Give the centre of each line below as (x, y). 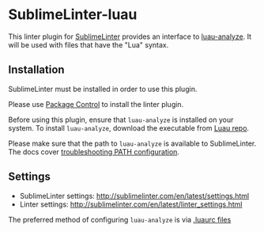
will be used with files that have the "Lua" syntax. (89, 44)
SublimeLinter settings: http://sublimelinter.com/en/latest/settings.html (134, 196)
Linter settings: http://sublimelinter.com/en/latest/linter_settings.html (131, 204)
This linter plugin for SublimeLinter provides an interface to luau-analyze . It (130, 36)
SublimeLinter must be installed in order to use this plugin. (103, 89)
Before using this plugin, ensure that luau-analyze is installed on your (121, 120)
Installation (36, 70)
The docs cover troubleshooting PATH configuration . (94, 151)
